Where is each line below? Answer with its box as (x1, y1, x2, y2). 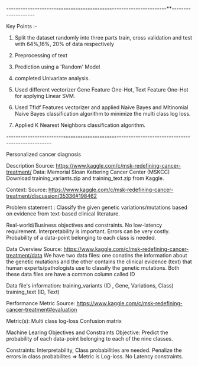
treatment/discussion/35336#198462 (6, 192, 98, 200)
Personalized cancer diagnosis (6, 151, 82, 158)
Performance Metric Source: (6, 300, 76, 306)
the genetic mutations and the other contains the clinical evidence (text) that (6, 258, 192, 265)
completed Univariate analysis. (14, 75, 90, 81)
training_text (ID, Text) (6, 289, 60, 295)
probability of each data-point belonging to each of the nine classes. (6, 335, 173, 342)
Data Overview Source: (6, 246, 63, 253)
